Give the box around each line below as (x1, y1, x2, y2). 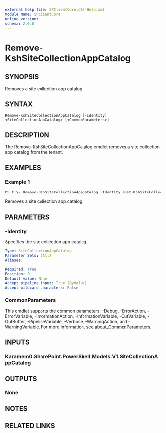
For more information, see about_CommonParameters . (41, 324, 152, 330)
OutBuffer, (5, 319, 26, 325)
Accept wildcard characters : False (5, 285, 79, 290)
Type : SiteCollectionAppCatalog (5, 248, 72, 254)
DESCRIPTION (5, 131, 49, 139)
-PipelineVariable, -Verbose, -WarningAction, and (27, 319, 127, 325)
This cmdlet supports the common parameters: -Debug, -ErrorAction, (5, 308, 147, 314)
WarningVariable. (5, 324, 41, 330)
